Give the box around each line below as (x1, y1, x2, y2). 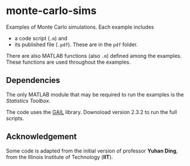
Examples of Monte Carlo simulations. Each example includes (6, 23, 154, 30)
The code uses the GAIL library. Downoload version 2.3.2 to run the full (6, 108, 177, 115)
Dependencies (6, 75, 60, 85)
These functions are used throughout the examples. (6, 58, 131, 65)
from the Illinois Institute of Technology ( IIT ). (6, 153, 113, 160)
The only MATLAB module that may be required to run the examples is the (6, 91, 184, 98)
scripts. (6, 115, 25, 122)
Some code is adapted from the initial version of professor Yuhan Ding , (6, 147, 178, 154)
